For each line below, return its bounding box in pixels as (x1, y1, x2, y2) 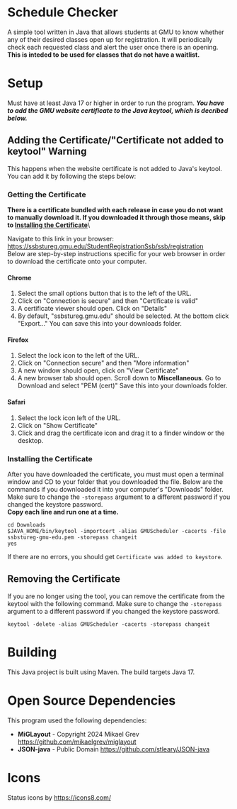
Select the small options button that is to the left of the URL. (17, 289, 192, 298)
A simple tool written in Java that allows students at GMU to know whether (7, 28, 224, 36)
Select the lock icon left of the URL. (17, 413, 121, 422)
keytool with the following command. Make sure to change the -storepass (7, 599, 223, 607)
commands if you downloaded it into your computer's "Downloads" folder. (7, 485, 224, 493)
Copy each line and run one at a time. (7, 507, 119, 516)
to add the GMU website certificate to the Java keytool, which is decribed (7, 106, 229, 114)
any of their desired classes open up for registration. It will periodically (7, 35, 213, 43)
